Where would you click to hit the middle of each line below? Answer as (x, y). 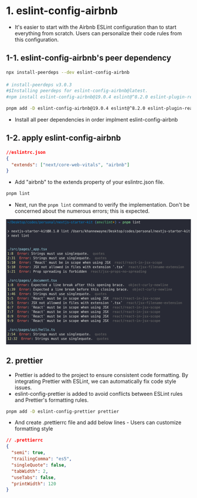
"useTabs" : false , (34, 477)
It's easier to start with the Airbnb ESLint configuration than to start (96, 27)
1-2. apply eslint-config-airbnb (64, 138)
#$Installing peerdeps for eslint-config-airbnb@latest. (77, 91)
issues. (23, 387)
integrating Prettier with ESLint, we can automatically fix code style (95, 381)
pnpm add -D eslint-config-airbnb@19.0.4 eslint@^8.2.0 (76, 109)
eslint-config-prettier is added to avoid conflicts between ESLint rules (98, 393)
